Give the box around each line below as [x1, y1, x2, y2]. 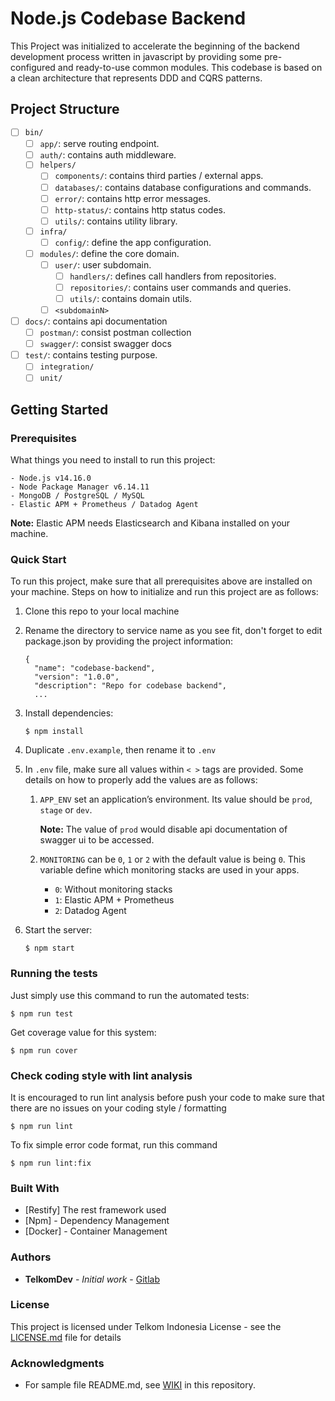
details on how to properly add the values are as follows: [24, 774, 258, 786]
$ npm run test [10, 1008, 74, 1019]
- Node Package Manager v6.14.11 [10, 482, 150, 492]
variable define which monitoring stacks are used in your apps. [39, 864, 300, 876]
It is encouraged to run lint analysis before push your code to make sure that [10, 1091, 325, 1103]
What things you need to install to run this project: [10, 454, 216, 466]
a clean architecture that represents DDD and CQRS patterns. [10, 72, 263, 84]
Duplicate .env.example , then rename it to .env [24, 744, 217, 756]
